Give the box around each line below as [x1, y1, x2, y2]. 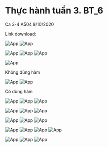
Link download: [5, 31, 36, 37]
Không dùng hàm [5, 69, 40, 75]
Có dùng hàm [5, 88, 33, 94]
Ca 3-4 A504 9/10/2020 [5, 21, 54, 27]
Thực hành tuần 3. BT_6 [5, 5, 104, 16]
